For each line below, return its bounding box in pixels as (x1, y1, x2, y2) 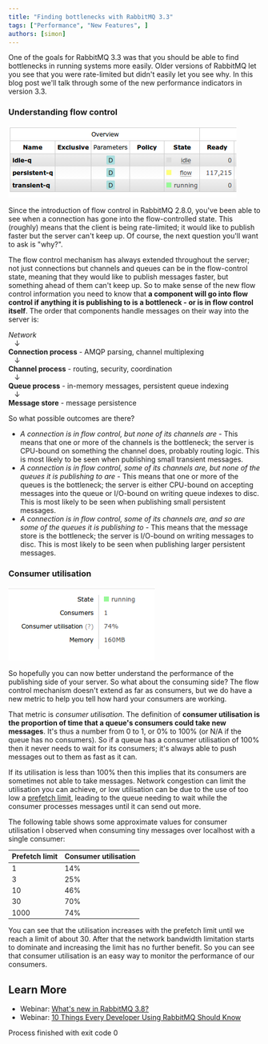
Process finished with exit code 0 (8, 1028, 118, 1038)
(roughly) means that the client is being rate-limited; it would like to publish (8, 222, 255, 232)
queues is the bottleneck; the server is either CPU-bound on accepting (19, 480, 254, 490)
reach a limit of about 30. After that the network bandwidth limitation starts (8, 934, 254, 944)
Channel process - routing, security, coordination (8, 364, 173, 374)
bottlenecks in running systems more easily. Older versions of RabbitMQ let (8, 61, 257, 71)
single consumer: (8, 834, 66, 843)
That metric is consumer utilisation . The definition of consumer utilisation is (8, 709, 260, 719)
